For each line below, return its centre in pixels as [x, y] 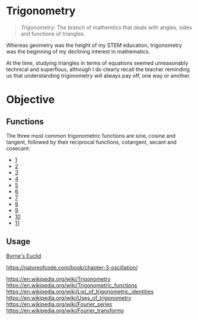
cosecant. [18, 148]
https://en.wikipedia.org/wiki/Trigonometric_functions [72, 285]
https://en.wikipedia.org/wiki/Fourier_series [59, 304]
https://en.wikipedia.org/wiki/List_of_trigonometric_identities [80, 292]
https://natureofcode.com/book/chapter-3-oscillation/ [72, 267]
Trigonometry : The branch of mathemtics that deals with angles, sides [106, 27]
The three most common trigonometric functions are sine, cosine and [91, 135]
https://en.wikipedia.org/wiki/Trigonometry [58, 279]
